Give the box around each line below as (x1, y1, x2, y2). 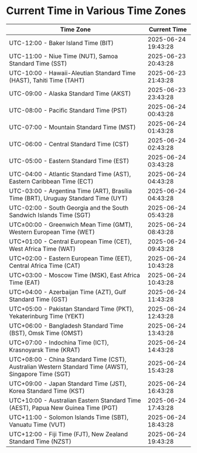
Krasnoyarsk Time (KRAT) (9, 346, 80, 354)
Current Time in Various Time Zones (6, 4, 186, 18)
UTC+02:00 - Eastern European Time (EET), (9, 254, 132, 262)
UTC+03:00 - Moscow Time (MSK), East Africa (9, 271, 141, 279)
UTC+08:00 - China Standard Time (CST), (9, 355, 127, 363)
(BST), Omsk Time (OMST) (9, 329, 83, 337)
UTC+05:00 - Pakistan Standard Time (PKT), (9, 305, 134, 313)
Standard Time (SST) (9, 59, 67, 67)
